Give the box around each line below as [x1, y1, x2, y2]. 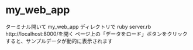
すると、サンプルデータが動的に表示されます [5, 37, 113, 44]
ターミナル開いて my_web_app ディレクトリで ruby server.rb [5, 23, 151, 30]
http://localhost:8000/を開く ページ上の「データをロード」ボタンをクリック [5, 30, 188, 37]
